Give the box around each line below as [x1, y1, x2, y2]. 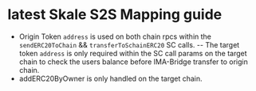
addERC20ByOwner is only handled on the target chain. [18, 74, 203, 83]
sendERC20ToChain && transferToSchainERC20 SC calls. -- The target [18, 40, 240, 49]
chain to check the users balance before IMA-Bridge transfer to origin [18, 57, 248, 66]
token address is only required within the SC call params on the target [18, 48, 248, 58]
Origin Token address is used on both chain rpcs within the [18, 32, 212, 41]
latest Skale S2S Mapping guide [7, 6, 223, 24]
